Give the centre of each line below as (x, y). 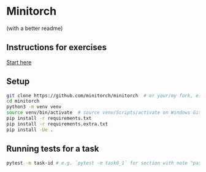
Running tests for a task (53, 149)
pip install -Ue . (30, 130)
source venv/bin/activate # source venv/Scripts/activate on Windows (98, 113)
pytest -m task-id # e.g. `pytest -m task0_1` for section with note (97, 163)
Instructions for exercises (57, 47)
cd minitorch (23, 101)
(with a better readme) (35, 28)
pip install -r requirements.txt (49, 118)
